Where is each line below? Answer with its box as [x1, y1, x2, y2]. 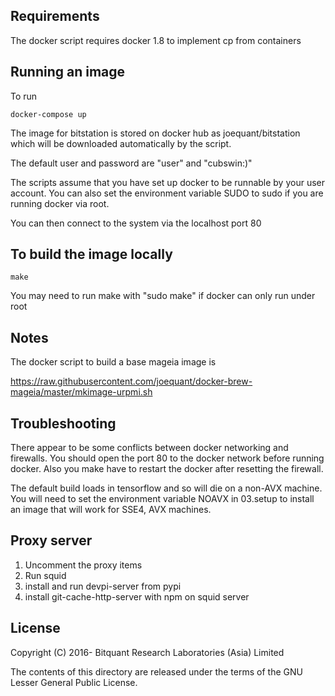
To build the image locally [10, 246, 173, 263]
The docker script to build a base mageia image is [10, 356, 217, 368]
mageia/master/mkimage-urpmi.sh [10, 386, 153, 398]
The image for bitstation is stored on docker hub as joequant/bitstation [10, 127, 301, 139]
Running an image [10, 64, 126, 81]
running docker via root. [10, 197, 110, 209]
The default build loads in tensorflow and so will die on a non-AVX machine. [10, 482, 323, 494]
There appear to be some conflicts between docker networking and [10, 442, 289, 454]
